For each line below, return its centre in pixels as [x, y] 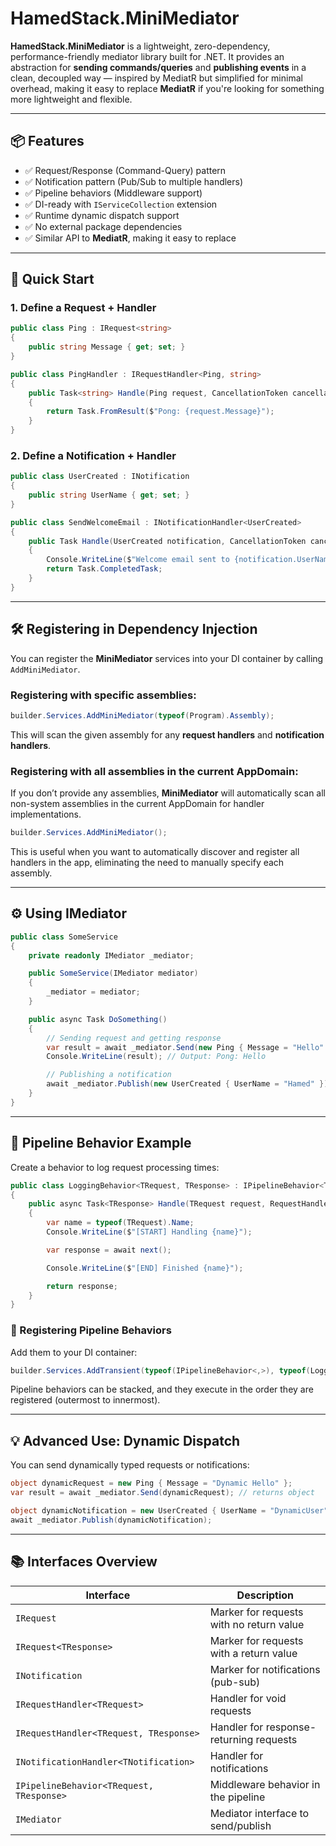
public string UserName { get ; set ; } [109, 495]
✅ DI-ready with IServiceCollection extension [121, 204]
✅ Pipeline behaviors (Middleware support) [113, 193]
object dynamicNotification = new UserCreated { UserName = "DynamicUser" [169, 1511]
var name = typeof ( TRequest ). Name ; [120, 1223]
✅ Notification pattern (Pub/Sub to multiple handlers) [134, 181]
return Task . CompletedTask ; [104, 569]
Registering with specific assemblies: [103, 695]
